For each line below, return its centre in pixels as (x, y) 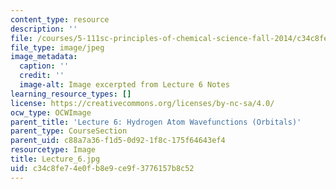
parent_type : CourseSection (69, 131)
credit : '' (42, 76)
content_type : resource (60, 19)
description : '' (44, 29)
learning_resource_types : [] (71, 94)
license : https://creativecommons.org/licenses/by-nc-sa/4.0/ (142, 103)
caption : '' (44, 66)
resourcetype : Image (53, 150)
